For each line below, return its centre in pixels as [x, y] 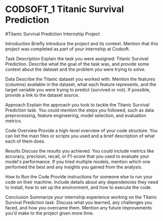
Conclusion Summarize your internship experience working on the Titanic [81, 197]
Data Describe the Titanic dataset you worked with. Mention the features [80, 79]
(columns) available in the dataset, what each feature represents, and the [81, 84]
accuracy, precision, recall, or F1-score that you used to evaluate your [77, 156]
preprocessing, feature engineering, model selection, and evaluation [76, 115]
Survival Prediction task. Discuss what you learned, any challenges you [79, 202]
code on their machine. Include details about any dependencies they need [82, 182]
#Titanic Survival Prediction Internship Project [53, 34]
